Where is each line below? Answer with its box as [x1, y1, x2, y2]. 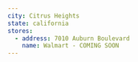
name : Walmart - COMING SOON [22, 42, 120, 50]
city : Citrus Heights [7, 11, 80, 20]
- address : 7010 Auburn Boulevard [14, 34, 130, 43]
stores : [7, 27, 34, 35]
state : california [7, 19, 69, 27]
